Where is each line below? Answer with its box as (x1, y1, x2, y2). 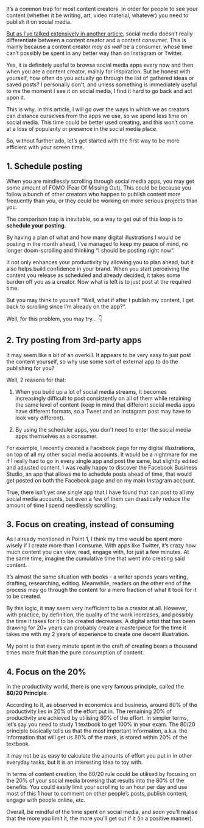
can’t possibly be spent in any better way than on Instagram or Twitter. (6, 50, 183, 57)
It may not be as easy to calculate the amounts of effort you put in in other (6, 752, 192, 760)
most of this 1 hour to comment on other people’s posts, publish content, (6, 790, 188, 797)
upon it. (6, 94, 26, 101)
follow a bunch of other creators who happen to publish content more (6, 190, 181, 198)
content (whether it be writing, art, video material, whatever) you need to (6, 12, 189, 19)
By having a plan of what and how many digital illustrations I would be (6, 234, 181, 241)
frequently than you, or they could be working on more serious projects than (6, 197, 198, 204)
